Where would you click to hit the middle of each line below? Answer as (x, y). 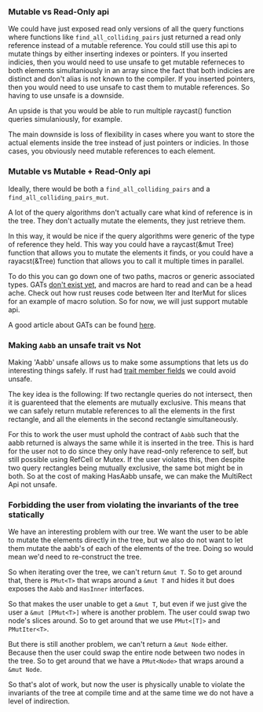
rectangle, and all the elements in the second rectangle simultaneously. (123, 419)
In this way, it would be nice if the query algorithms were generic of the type (131, 236)
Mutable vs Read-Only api (59, 12)
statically (26, 515)
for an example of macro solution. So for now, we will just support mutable (128, 301)
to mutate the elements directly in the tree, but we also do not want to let (126, 540)
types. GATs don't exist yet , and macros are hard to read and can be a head (130, 284)
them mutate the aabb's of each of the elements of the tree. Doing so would (131, 549)
